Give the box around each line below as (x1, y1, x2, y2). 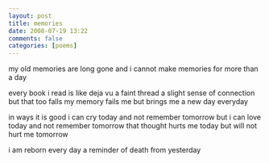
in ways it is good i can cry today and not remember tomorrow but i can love (8, 112, 262, 122)
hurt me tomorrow (8, 130, 68, 140)
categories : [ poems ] (8, 42, 78, 50)
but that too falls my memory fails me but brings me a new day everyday (8, 97, 248, 107)
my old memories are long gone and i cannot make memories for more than (8, 64, 259, 73)
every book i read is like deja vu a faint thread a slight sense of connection (8, 88, 255, 98)
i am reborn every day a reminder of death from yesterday (8, 145, 201, 155)
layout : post (8, 11, 52, 20)
